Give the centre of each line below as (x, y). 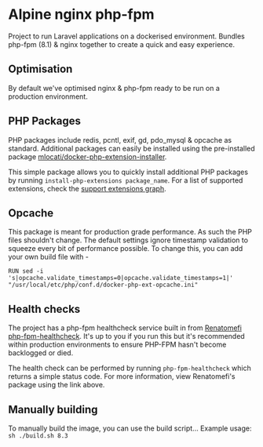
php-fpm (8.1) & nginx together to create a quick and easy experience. (122, 44)
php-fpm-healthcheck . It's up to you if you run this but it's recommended (126, 336)
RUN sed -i (26, 271)
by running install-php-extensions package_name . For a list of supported (126, 180)
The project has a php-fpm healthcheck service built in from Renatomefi (125, 328)
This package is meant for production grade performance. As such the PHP (130, 232)
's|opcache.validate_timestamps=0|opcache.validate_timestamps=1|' (121, 278)
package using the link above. (57, 385)
